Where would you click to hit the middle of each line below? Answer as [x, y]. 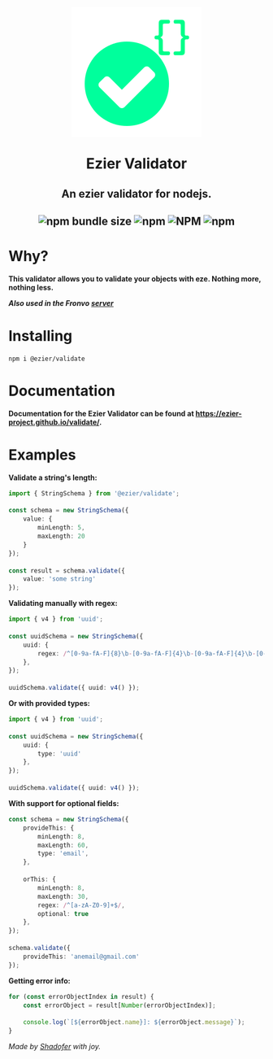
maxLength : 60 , [63, 845]
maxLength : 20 [61, 536]
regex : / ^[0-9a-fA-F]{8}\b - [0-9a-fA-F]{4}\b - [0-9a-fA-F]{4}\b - [147, 653]
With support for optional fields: [64, 803]
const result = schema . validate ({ [67, 571]
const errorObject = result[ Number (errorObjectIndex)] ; [120, 1005]
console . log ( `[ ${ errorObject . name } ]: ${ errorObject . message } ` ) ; [134, 1022]
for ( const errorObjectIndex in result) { [81, 996]
